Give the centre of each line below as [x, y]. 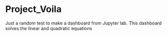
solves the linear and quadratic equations [49, 28]
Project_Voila [33, 9]
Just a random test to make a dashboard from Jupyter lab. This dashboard [83, 23]
